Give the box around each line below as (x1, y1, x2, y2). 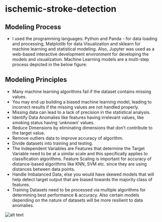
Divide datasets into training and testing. (12, 140, 93, 146)
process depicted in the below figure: (12, 62, 88, 67)
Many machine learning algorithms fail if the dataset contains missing (12, 89, 152, 94)
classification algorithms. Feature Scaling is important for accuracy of (12, 156, 152, 162)
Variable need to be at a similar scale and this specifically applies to (12, 150, 148, 156)
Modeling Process (5, 23, 61, 31)
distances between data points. (12, 166, 75, 172)
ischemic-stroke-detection (5, 3, 117, 15)
